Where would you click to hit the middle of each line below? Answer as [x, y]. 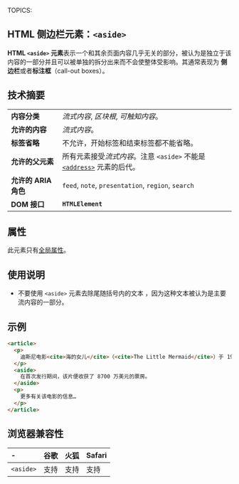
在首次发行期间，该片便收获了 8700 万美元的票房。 [85, 377]
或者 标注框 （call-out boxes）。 [64, 70]
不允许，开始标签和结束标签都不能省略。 [130, 143]
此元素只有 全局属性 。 [38, 250]
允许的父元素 [33, 162]
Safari [97, 455]
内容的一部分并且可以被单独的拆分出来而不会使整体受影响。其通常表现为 [113, 62]
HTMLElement [83, 204]
